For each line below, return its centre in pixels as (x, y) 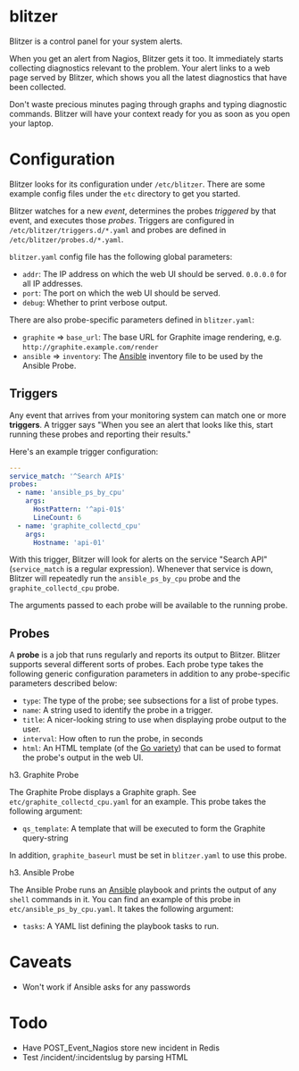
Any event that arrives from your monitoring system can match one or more (148, 415)
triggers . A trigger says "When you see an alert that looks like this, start (141, 424)
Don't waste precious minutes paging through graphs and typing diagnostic (148, 104)
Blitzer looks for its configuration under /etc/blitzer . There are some (137, 184)
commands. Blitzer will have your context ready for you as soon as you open (150, 113)
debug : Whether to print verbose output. (95, 302)
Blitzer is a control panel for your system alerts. (96, 41)
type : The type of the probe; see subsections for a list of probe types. (150, 701)
